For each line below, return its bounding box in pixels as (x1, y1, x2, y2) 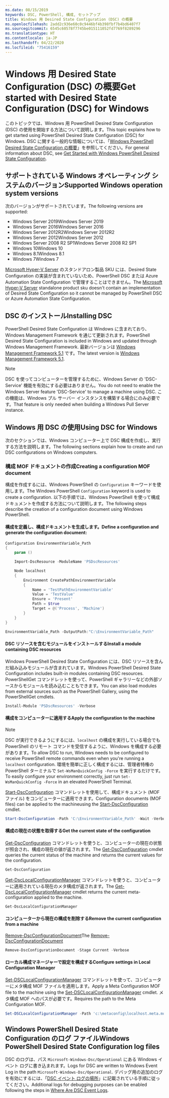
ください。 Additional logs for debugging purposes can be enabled (9, 1082, 147, 1088)
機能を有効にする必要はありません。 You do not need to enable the (23, 383, 161, 389)
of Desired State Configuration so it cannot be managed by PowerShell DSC (5, 290, 162, 296)
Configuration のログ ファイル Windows (5, 1034, 130, 1043)
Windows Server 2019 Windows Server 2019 (12, 218, 104, 225)
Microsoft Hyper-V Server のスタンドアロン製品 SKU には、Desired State (5, 266, 157, 273)
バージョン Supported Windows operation (31, 180, 163, 189)
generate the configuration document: (5, 529, 87, 536)
